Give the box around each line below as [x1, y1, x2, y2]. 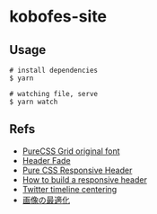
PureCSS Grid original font [22, 146, 120, 156]
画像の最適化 [22, 194, 70, 205]
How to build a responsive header [22, 174, 148, 185]
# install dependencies [9, 66, 99, 75]
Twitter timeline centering [22, 183, 118, 194]
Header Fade [22, 155, 71, 165]
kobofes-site [9, 6, 108, 27]
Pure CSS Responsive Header [22, 165, 133, 175]
